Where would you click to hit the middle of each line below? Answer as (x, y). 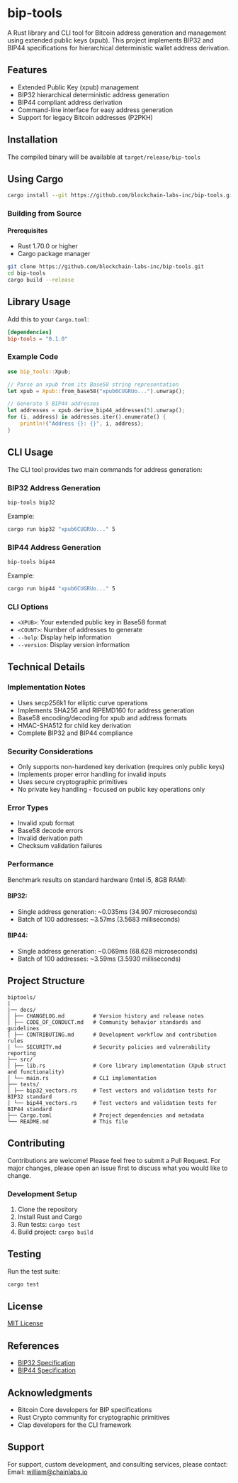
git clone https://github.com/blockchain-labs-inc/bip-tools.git (106, 267)
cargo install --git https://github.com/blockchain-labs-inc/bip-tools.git (121, 195)
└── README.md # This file (68, 1121)
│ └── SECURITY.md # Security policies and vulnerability (109, 1047)
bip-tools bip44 (31, 562)
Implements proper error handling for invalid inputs (92, 774)
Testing (24, 1254)
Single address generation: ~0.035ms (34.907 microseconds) (107, 911)
